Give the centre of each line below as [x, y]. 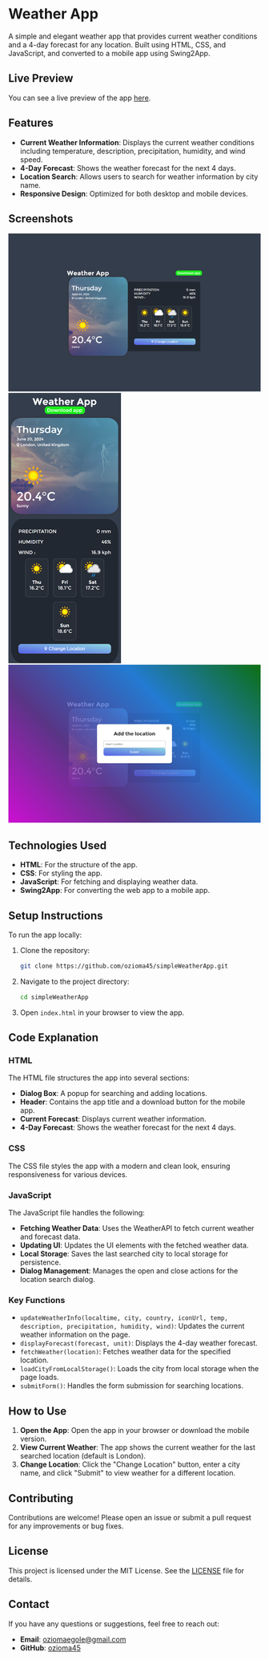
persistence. [40, 1262]
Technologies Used [57, 845]
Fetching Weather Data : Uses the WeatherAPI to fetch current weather [137, 1228]
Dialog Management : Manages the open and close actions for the [129, 1271]
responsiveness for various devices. [68, 1174]
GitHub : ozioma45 [50, 1648]
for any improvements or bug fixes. [66, 1526]
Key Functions [37, 1300]
